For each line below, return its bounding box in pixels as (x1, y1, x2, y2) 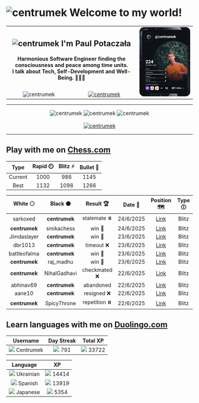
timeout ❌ (85, 241, 110, 248)
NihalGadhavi (44, 270, 77, 277)
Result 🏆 (85, 200, 110, 207)
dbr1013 (12, 242, 36, 249)
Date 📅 (123, 201, 140, 208)
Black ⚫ (50, 200, 71, 207)
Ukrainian (16, 370, 40, 378)
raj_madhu (47, 258, 74, 266)
